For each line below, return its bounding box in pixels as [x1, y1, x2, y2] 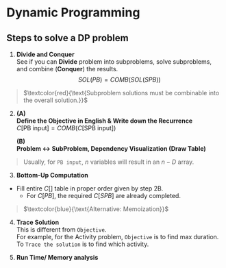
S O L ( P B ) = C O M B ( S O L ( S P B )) [77, 75, 162, 84]
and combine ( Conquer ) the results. [16, 65, 118, 73]
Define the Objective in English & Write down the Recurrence [16, 117, 193, 125]
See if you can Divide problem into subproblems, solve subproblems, [16, 58, 212, 66]
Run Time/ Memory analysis [16, 254, 99, 261]
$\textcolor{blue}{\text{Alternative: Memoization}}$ [23, 205, 169, 213]
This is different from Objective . [16, 226, 107, 234]
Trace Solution [16, 218, 60, 226]
